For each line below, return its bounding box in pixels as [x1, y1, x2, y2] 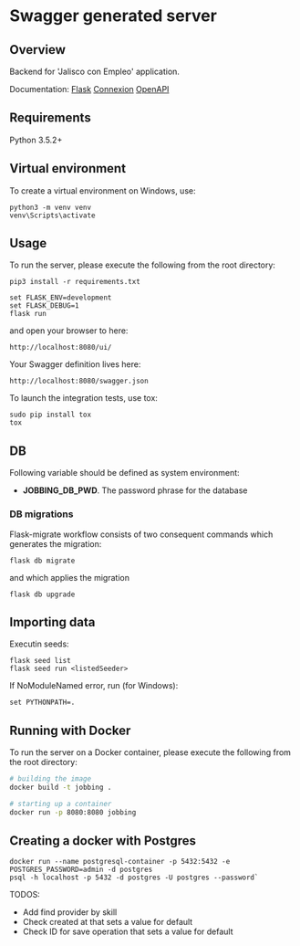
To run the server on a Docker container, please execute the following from [9, 747, 292, 758]
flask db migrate [9, 556, 76, 565]
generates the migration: [9, 538, 102, 549]
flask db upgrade [9, 590, 76, 599]
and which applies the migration [9, 572, 130, 583]
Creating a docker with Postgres [9, 833, 197, 849]
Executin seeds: [9, 638, 70, 649]
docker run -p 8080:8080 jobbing [9, 807, 137, 817]
